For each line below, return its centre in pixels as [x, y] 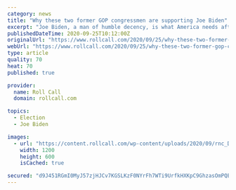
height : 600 [37, 157]
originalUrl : [26, 40]
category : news [29, 14]
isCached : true [42, 163]
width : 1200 [37, 150]
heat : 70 [20, 66]
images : [19, 137]
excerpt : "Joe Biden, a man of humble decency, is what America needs [113, 27]
